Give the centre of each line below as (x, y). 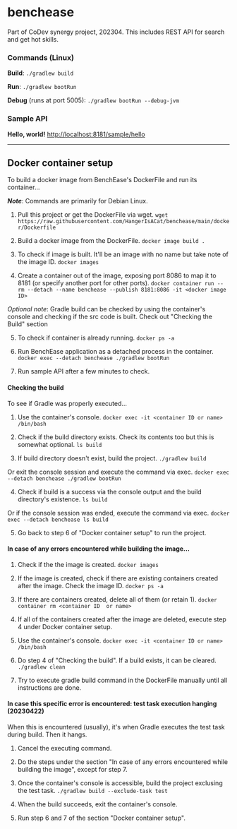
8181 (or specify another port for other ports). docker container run (116, 283)
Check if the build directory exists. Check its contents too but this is (116, 437)
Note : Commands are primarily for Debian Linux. (78, 201)
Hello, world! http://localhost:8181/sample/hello (77, 134)
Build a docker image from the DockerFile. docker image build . (111, 241)
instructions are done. (49, 687)
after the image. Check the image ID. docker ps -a (90, 585)
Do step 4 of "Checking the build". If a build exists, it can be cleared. (117, 660)
